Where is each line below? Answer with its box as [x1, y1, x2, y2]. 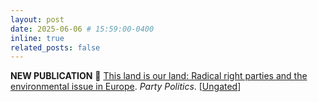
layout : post [10, 14, 65, 25]
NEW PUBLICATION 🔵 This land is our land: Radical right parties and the [10, 70, 308, 82]
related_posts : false [10, 42, 101, 53]
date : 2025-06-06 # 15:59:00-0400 [10, 24, 155, 34]
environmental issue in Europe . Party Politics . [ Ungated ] [10, 81, 242, 93]
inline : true [10, 33, 65, 43]
